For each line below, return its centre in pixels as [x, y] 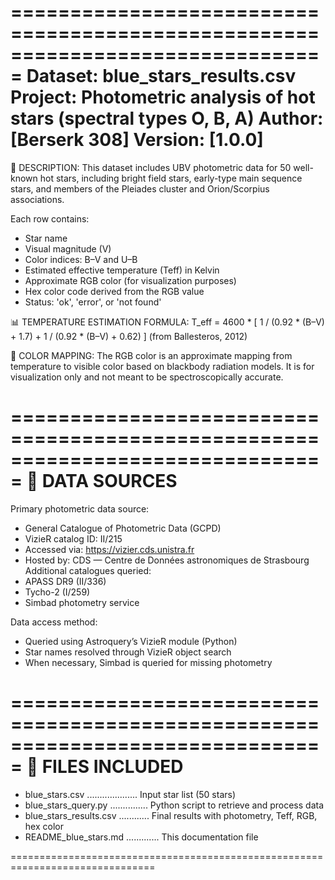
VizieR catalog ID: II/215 [73, 538]
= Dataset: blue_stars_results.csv [153, 76]
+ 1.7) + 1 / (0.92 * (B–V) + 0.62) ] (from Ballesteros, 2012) [129, 336]
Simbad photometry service [82, 602]
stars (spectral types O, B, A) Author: [167, 118]
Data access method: [54, 622]
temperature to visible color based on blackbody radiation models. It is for [162, 366]
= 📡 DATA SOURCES [94, 481]
